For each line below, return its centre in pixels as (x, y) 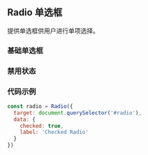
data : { (25, 119)
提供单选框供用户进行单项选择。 (53, 31)
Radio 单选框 (35, 13)
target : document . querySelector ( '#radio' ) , (77, 113)
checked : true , (42, 126)
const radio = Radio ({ (40, 106)
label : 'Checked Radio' (54, 132)
